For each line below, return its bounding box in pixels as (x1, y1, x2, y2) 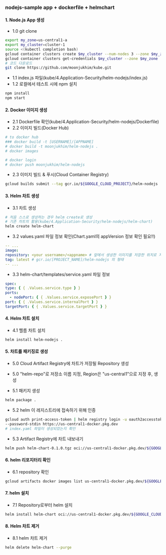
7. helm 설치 (5, 490, 29, 496)
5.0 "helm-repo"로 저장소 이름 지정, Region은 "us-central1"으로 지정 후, (12, 371, 153, 377)
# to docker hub (5, 135, 39, 140)
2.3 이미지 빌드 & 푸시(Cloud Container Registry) (12, 172, 109, 178)
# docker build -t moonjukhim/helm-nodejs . (5, 144, 98, 149)
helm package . (5, 398, 37, 403)
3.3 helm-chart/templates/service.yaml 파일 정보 (12, 271, 110, 277)
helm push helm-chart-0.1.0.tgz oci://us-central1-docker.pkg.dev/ (5, 446, 147, 451)
